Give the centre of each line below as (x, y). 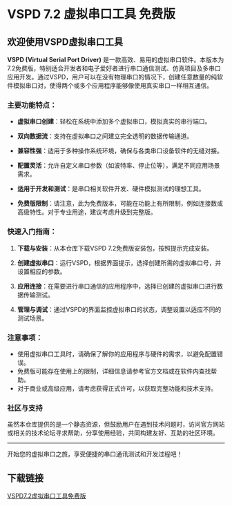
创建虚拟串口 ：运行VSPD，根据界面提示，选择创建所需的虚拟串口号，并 (119, 262)
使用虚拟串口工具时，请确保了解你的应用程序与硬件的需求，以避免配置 (117, 353)
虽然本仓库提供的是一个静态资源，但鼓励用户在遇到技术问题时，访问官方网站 (116, 425)
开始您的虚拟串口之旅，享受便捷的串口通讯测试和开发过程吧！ (95, 454)
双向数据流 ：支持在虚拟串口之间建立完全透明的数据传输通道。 (105, 136)
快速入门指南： (32, 232)
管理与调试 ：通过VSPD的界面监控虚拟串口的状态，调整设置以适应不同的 (119, 309)
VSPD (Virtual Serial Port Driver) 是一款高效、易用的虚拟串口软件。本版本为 (116, 60)
